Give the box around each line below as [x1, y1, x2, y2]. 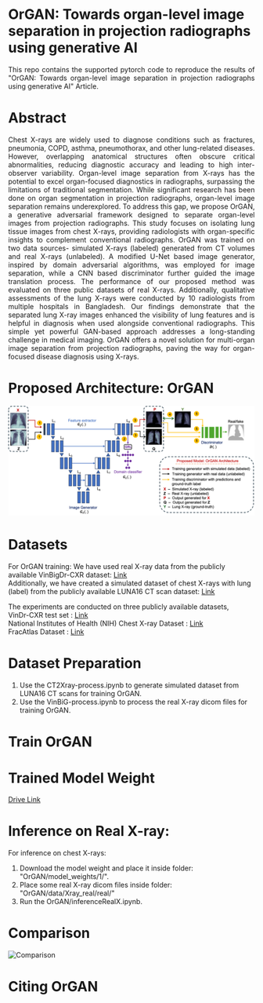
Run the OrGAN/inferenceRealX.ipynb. [19, 897, 143, 906]
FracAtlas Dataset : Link [8, 627, 85, 636]
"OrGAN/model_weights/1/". [19, 872, 110, 881]
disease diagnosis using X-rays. [36, 352, 139, 361]
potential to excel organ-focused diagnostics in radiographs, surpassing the [8, 177, 255, 186]
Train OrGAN [8, 733, 92, 751]
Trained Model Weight [8, 769, 155, 786]
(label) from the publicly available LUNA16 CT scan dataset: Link [8, 587, 215, 596]
